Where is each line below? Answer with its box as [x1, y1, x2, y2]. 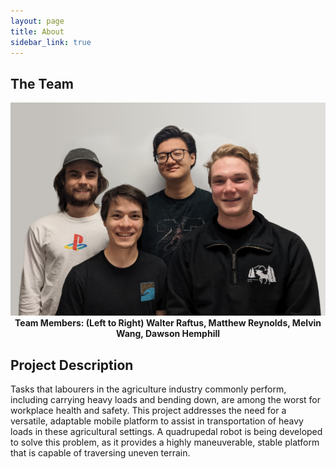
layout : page [10, 16, 65, 26]
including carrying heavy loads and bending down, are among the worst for [10, 394, 322, 406]
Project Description [10, 356, 134, 374]
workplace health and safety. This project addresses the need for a [10, 405, 287, 417]
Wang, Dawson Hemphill [115, 328, 221, 340]
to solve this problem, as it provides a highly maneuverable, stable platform [10, 436, 320, 449]
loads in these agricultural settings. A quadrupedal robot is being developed [10, 426, 323, 438]
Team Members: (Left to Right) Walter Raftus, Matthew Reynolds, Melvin [14, 317, 322, 329]
